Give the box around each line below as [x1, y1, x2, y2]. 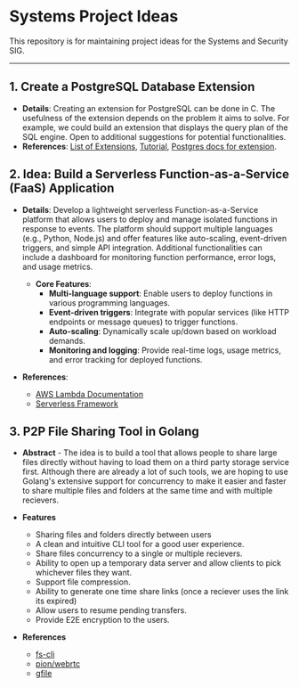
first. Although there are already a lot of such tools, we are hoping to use [21, 466, 289, 478]
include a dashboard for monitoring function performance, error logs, [21, 251, 277, 262]
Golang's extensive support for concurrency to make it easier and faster [21, 476, 287, 487]
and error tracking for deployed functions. [48, 354, 203, 364]
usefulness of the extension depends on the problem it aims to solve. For [21, 112, 290, 123]
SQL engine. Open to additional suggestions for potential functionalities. [21, 131, 287, 142]
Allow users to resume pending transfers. [35, 605, 187, 616]
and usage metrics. [21, 261, 93, 272]
